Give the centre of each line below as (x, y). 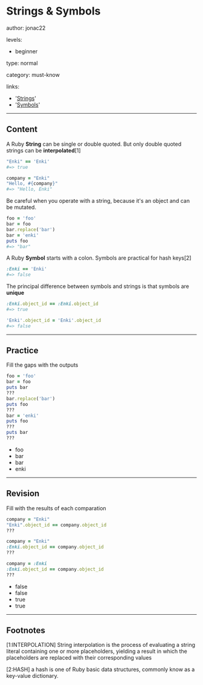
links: (13, 87)
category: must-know (33, 74)
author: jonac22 (26, 28)
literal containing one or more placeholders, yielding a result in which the (97, 651)
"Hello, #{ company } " (32, 184)
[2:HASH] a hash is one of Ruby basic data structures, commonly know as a (101, 669)
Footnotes (26, 631)
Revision (23, 493)
